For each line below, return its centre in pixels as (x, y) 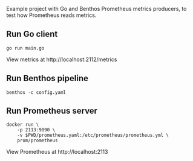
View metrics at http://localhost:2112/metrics (62, 59)
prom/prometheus (38, 141)
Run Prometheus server (52, 111)
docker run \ (23, 125)
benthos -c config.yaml (36, 92)
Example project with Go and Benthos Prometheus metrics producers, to (97, 9)
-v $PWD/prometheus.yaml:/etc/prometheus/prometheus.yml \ (93, 136)
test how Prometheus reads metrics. (51, 15)
